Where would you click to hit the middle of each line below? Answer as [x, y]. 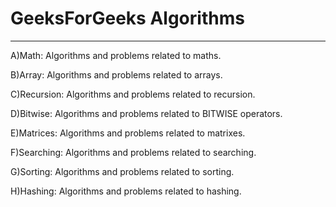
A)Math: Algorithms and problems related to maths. [116, 55]
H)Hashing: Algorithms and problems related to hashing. [126, 191]
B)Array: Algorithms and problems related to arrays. [116, 74]
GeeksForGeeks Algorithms [127, 18]
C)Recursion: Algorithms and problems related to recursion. [133, 94]
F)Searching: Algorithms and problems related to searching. [133, 152]
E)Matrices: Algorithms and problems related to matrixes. [128, 133]
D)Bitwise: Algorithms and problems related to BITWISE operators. [146, 113]
